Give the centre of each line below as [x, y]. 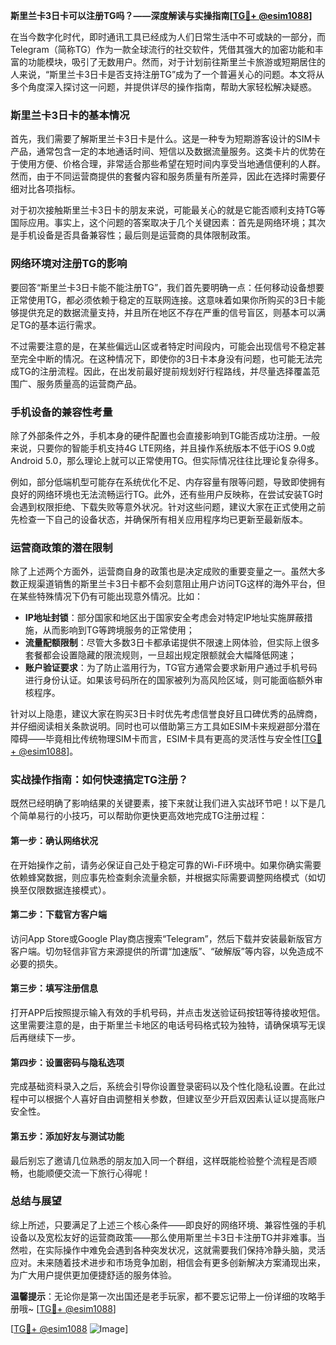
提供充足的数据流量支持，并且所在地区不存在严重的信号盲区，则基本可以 [167, 312]
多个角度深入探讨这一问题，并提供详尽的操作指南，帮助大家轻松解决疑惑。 [163, 87]
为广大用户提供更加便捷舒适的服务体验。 [93, 1275]
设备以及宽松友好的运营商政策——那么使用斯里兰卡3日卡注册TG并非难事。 [163, 1237]
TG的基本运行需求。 [60, 325]
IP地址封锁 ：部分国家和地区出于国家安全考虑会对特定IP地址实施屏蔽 [164, 618]
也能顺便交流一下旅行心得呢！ [89, 1173]
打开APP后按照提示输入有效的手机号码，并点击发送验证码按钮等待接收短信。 [168, 1013]
